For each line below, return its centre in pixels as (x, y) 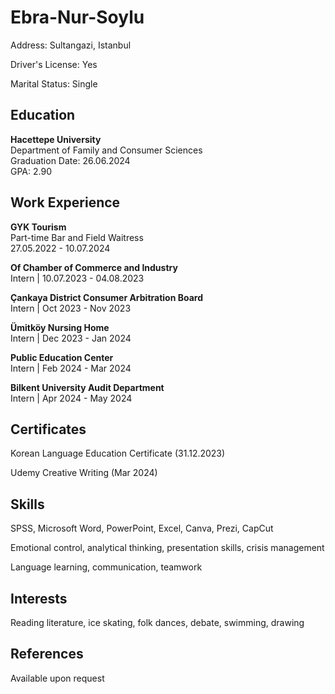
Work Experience (65, 202)
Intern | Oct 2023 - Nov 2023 (71, 308)
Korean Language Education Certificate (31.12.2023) (118, 453)
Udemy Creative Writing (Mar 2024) (84, 473)
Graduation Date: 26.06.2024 (70, 160)
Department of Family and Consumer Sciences (106, 150)
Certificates (48, 429)
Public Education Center (62, 357)
